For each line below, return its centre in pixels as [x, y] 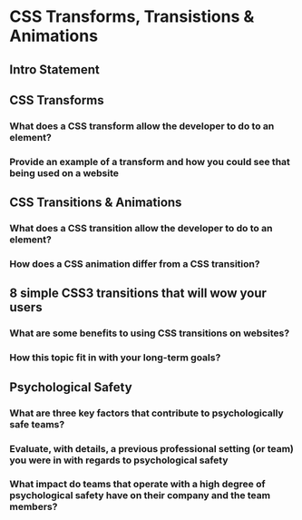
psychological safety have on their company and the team [140, 495]
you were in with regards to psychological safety [119, 460]
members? [34, 507]
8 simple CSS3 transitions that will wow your [138, 294]
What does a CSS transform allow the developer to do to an [142, 126]
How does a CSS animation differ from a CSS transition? [135, 264]
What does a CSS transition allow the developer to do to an [141, 229]
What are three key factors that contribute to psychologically [146, 413]
